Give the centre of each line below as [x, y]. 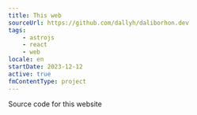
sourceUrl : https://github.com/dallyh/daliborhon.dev [99, 23]
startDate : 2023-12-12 [45, 67]
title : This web [35, 15]
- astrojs [39, 37]
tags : [17, 30]
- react [35, 45]
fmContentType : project [47, 81]
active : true [30, 74]
